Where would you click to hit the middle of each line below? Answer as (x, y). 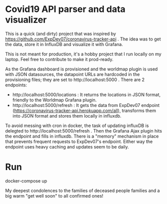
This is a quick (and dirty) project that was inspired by (61, 33)
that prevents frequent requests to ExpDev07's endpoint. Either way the (79, 141)
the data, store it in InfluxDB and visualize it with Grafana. (64, 44)
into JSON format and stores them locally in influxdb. (67, 115)
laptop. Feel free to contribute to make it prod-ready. (59, 59)
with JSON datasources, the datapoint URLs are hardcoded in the (72, 74)
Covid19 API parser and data (65, 9)
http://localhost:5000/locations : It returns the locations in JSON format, (86, 94)
